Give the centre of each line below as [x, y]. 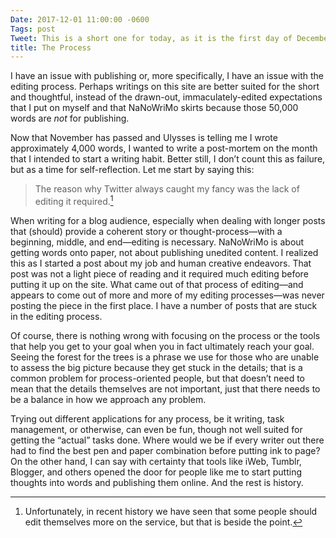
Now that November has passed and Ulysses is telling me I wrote [144, 138]
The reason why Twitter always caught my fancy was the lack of [167, 189]
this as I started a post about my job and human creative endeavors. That [161, 263]
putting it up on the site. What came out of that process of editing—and [157, 284]
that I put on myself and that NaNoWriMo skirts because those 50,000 [154, 108]
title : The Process [51, 47]
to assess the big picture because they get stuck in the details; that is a [156, 367]
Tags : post [33, 29]
